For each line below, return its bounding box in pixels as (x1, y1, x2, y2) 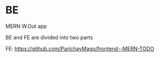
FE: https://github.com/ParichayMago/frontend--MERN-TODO (5, 45, 154, 52)
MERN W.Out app (5, 23, 47, 30)
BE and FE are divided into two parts (5, 34, 93, 41)
